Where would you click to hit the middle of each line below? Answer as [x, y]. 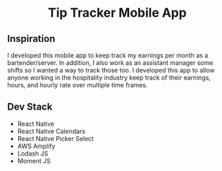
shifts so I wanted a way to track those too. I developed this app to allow [111, 70]
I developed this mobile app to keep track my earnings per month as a [108, 55]
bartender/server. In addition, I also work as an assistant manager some [110, 63]
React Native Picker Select [55, 138]
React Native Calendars [51, 131]
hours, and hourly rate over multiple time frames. [77, 85]
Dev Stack [30, 107]
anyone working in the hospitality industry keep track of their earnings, [109, 77]
